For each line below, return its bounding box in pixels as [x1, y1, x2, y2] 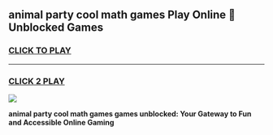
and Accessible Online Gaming [8, 117, 115, 127]
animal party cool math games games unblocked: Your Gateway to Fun [8, 108, 252, 118]
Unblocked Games [8, 21, 104, 35]
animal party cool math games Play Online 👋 [8, 8, 236, 22]
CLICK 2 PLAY [8, 75, 65, 86]
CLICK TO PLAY [8, 45, 71, 57]
